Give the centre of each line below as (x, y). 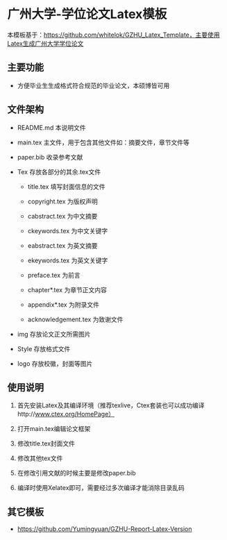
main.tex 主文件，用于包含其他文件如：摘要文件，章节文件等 (103, 142)
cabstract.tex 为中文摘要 (62, 216)
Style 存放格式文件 (44, 348)
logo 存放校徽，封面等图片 (55, 363)
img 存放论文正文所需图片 (54, 334)
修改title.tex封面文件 (46, 444)
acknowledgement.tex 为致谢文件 (75, 319)
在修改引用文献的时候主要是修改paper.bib (77, 473)
